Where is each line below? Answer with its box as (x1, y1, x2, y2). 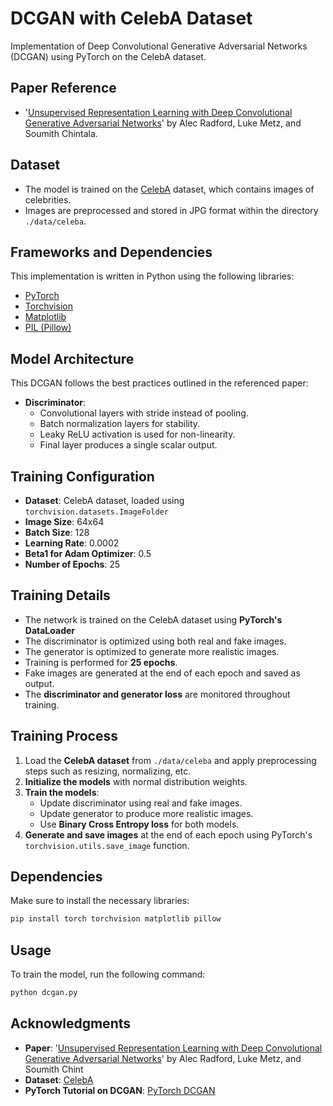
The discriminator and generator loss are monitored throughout (24, 688, 291, 700)
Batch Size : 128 (24, 527, 90, 538)
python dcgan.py (10, 988, 78, 998)
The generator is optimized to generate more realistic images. (24, 645, 280, 657)
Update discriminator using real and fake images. (39, 797, 243, 809)
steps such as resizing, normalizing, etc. (24, 765, 192, 777)
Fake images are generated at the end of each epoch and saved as (24, 667, 301, 679)
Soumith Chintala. (24, 127, 98, 139)
